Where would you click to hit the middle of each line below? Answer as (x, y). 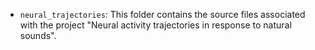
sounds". (38, 35)
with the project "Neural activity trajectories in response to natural (155, 25)
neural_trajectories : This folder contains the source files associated (162, 14)
